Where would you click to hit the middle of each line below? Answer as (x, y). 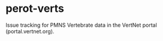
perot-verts (35, 9)
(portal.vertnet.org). (30, 31)
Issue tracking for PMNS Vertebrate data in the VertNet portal (81, 25)
